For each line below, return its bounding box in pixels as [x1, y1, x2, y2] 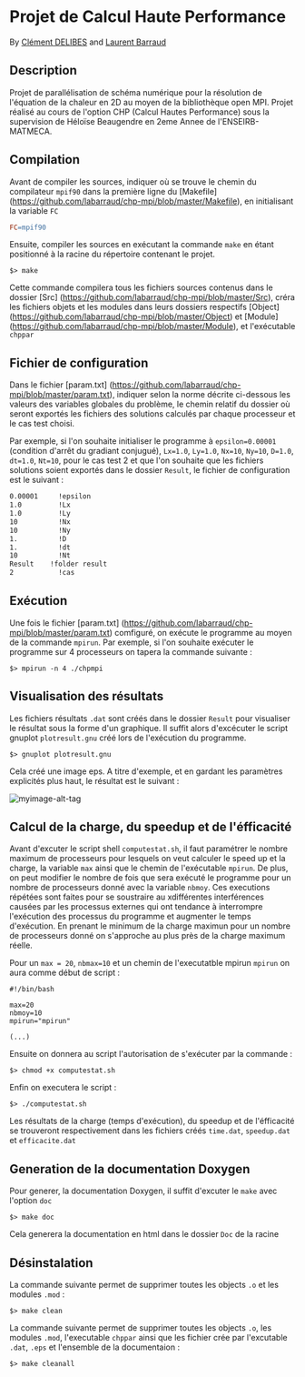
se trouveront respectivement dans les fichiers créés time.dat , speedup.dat [9, 1125, 290, 1136]
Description [9, 63, 77, 78]
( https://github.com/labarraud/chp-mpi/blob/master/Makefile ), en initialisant [9, 196, 294, 206]
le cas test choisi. [9, 418, 75, 429]
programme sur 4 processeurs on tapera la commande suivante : [9, 646, 252, 657]
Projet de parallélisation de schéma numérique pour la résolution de [9, 86, 263, 97]
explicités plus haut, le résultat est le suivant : [9, 775, 180, 786]
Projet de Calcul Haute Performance [9, 6, 286, 27]
